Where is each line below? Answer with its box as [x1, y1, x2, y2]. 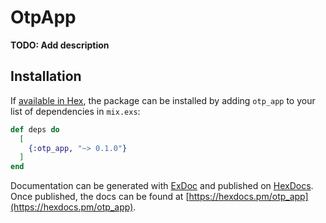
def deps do [10, 124, 60, 135]
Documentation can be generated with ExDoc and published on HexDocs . [10, 180, 314, 192]
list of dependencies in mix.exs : [10, 105, 141, 117]
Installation [10, 68, 82, 85]
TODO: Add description [10, 39, 110, 51]
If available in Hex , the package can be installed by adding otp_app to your [10, 94, 316, 106]
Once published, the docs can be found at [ [10, 191, 190, 203]
